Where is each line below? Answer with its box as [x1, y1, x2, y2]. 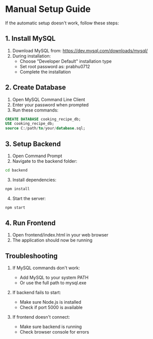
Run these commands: [12, 107, 59, 113]
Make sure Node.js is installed [19, 299, 81, 305]
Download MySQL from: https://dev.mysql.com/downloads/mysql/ [12, 47, 148, 53]
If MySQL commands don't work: [12, 265, 80, 271]
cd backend [5, 168, 28, 173]
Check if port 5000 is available [19, 305, 83, 311]
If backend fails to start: [12, 290, 61, 296]
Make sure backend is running [19, 324, 82, 330]
